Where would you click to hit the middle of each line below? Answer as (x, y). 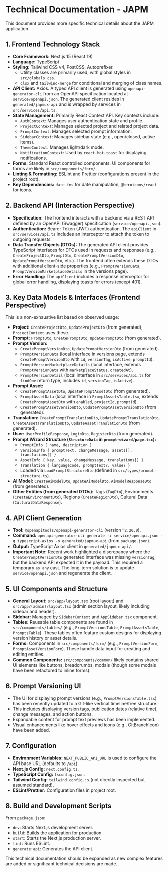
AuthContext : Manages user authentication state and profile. (82, 120)
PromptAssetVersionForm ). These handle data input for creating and (81, 649)
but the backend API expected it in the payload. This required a (77, 562)
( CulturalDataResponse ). (37, 502)
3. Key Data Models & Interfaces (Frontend (73, 297)
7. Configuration (31, 746)
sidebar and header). (34, 612)
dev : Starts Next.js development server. (53, 828)
